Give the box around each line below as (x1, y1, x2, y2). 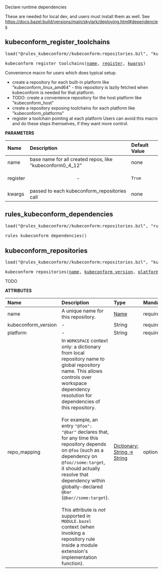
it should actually (61, 465, 100, 472)
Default (130, 141, 149, 148)
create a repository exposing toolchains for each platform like (12, 105, 135, 111)
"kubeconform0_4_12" (30, 162, 82, 168)
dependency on (61, 453, 98, 460)
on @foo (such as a (61, 447, 104, 454)
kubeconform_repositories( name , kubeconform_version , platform (5, 269, 159, 275)
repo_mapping (7, 449, 41, 456)
